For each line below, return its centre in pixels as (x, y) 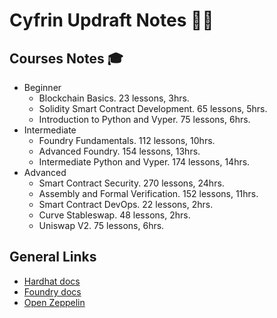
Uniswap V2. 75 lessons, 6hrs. (101, 225)
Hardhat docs (52, 281)
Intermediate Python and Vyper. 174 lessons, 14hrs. (144, 162)
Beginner (42, 87)
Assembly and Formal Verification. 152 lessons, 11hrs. (148, 193)
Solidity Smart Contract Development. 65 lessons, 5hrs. (153, 108)
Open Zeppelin (54, 302)
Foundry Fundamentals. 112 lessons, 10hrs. (127, 140)
